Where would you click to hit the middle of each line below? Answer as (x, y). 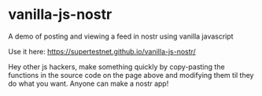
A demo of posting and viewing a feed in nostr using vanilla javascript (121, 36)
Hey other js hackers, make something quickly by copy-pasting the (117, 66)
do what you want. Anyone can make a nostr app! (89, 83)
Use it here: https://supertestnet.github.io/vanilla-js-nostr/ (102, 51)
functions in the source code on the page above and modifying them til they (131, 75)
